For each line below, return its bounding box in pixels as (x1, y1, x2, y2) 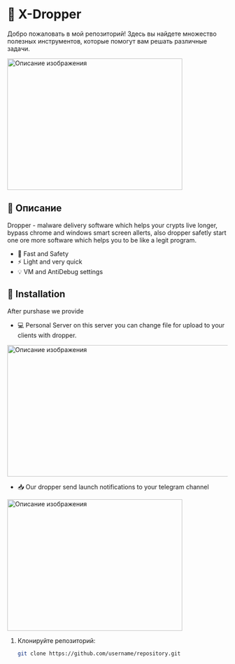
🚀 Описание (7, 203, 62, 215)
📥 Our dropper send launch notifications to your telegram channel (17, 482, 209, 491)
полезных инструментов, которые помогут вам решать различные (7, 36, 208, 45)
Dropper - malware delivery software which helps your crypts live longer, (7, 221, 218, 229)
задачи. (7, 44, 30, 53)
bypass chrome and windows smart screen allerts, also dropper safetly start (7, 228, 227, 237)
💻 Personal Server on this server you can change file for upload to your (17, 320, 225, 329)
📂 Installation (7, 288, 66, 300)
